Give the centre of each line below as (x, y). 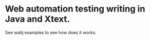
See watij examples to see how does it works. (51, 32)
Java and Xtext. (37, 19)
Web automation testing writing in (75, 9)
